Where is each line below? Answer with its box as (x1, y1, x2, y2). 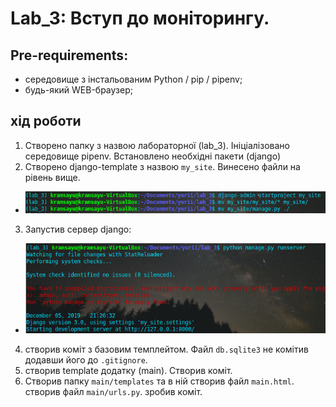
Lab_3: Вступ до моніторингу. (10, 7, 270, 30)
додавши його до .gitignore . (24, 353, 148, 366)
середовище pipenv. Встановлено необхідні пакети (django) (24, 150, 282, 162)
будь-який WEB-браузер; (24, 84, 133, 96)
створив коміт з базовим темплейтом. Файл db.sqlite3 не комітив (24, 343, 309, 355)
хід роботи (10, 113, 82, 130)
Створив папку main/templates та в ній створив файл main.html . (24, 375, 295, 387)
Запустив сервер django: (24, 223, 132, 235)
